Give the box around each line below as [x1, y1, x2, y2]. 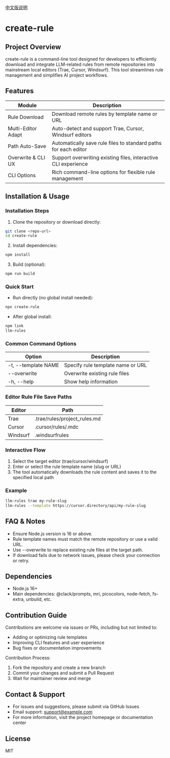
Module [18, 102, 37, 109]
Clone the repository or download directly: [12, 219, 101, 225]
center [12, 720, 27, 726]
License [5, 734, 31, 743]
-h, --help [8, 378, 34, 385]
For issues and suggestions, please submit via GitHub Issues [12, 703, 140, 710]
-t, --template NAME [8, 362, 59, 369]
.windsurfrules [34, 431, 69, 438]
